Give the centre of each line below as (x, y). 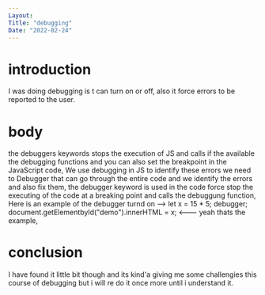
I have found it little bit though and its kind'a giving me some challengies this (132, 274)
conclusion (45, 253)
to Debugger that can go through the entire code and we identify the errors (131, 179)
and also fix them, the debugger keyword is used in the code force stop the (131, 187)
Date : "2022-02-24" (40, 30)
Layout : (21, 15)
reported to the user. (42, 100)
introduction (50, 69)
